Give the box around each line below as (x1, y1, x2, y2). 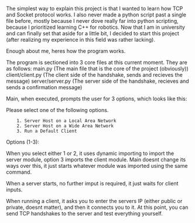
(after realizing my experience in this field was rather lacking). (6, 36, 155, 43)
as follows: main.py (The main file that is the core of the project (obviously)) (6, 65, 189, 72)
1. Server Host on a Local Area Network (16, 118, 117, 124)
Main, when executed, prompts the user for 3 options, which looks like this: (6, 95, 187, 102)
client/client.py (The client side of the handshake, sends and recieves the (6, 72, 183, 78)
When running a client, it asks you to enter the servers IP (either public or (6, 198, 183, 204)
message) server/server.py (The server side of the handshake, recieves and (6, 77, 189, 85)
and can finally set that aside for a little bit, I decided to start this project (6, 30, 180, 37)
